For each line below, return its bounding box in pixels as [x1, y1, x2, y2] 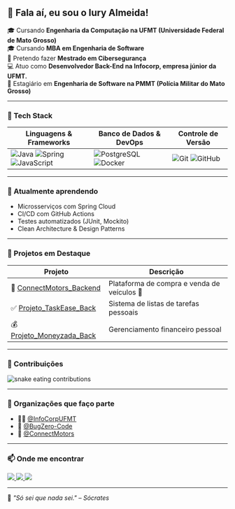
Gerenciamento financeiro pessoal [108, 324, 222, 334]
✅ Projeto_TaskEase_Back [10, 303, 97, 313]
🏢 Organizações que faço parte [7, 399, 115, 408]
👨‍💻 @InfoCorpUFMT [17, 415, 77, 423]
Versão [186, 138, 211, 148]
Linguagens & [25, 129, 73, 138]
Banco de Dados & [98, 129, 161, 138]
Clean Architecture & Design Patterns [17, 224, 125, 233]
